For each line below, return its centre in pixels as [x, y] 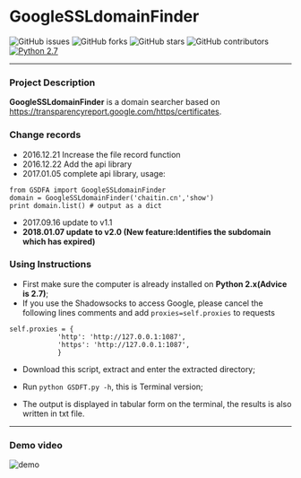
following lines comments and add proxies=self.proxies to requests [149, 312]
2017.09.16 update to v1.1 [67, 222]
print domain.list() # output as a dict [86, 205]
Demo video [36, 445]
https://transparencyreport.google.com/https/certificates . [116, 112]
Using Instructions [51, 265]
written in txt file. [53, 413]
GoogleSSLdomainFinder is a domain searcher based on [115, 102]
